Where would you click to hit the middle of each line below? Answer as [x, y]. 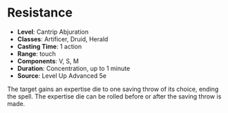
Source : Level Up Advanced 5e [62, 75]
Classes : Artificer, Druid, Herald [63, 39]
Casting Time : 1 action [49, 46]
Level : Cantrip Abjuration [53, 32]
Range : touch [37, 54]
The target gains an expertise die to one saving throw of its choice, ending [113, 89]
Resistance [40, 13]
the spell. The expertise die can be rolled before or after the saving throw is [114, 96]
